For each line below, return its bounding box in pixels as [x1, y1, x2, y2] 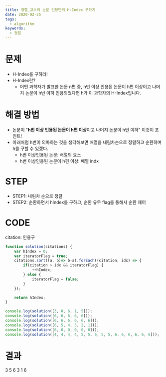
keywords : [5, 26, 26, 31]
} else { [23, 272, 41, 277]
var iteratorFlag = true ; [14, 253, 68, 258]
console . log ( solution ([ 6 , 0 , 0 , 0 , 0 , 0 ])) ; [5, 327, 99, 332]
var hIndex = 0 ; [14, 248, 48, 254]
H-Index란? [12, 77, 36, 83]
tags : [5, 16, 16, 21]
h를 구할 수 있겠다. [12, 145, 49, 151]
